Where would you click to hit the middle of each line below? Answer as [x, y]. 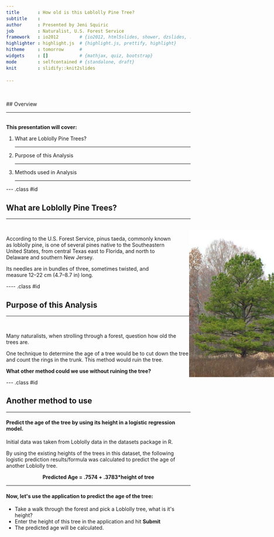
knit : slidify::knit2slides [51, 68]
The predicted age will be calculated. [59, 528]
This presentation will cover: [42, 127]
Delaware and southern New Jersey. [50, 258]
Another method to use [49, 401]
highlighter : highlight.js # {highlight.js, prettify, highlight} [91, 43]
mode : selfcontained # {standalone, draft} [70, 62]
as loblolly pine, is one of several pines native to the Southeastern [85, 245]
